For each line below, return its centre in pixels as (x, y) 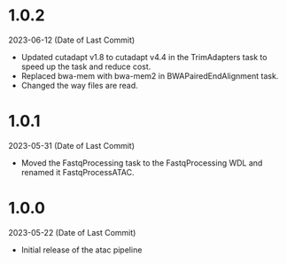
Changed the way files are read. (79, 85)
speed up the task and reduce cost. (86, 66)
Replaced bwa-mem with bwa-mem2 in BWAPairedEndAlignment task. (150, 75)
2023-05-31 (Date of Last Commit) (71, 145)
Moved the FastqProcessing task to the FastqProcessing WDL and (142, 163)
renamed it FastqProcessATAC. (78, 172)
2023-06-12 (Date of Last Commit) (72, 40)
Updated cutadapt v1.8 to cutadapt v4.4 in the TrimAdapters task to (144, 57)
